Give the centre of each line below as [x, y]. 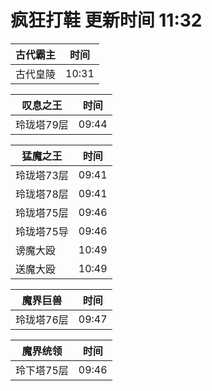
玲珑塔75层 [42, 213]
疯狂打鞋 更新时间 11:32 [106, 20]
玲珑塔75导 [42, 231]
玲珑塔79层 [42, 124]
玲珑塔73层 [42, 175]
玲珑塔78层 [42, 194]
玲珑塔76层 [42, 319]
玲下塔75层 [42, 370]
